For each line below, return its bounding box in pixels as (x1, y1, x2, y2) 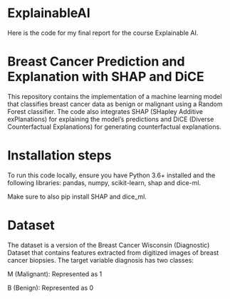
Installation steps (7, 147, 112, 164)
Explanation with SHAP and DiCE (7, 69, 204, 85)
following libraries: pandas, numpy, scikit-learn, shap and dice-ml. (7, 178, 202, 187)
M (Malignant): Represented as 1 (7, 269, 103, 278)
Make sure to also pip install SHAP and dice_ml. (7, 192, 147, 201)
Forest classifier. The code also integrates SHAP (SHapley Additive (7, 107, 203, 115)
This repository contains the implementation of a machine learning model (7, 92, 222, 100)
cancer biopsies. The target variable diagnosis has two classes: (7, 256, 194, 264)
